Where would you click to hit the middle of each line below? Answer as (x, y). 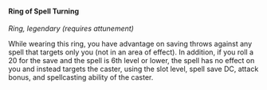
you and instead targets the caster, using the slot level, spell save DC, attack (133, 69)
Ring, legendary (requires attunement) (71, 28)
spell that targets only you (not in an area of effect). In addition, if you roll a (131, 52)
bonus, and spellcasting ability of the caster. (81, 77)
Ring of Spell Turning (44, 11)
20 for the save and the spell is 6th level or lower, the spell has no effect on (132, 61)
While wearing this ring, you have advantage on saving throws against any (130, 44)
